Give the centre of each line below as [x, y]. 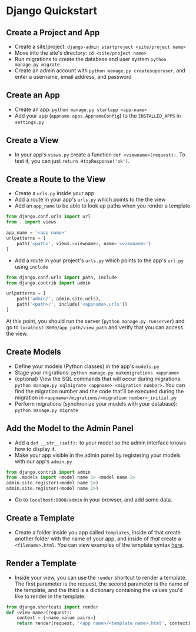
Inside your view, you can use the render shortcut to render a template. [101, 577]
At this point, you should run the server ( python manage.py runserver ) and [95, 321]
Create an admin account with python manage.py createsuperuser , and [100, 71]
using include [31, 266]
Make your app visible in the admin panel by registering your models [97, 455]
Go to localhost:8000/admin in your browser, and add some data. [93, 500]
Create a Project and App [53, 33]
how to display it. [35, 449]
